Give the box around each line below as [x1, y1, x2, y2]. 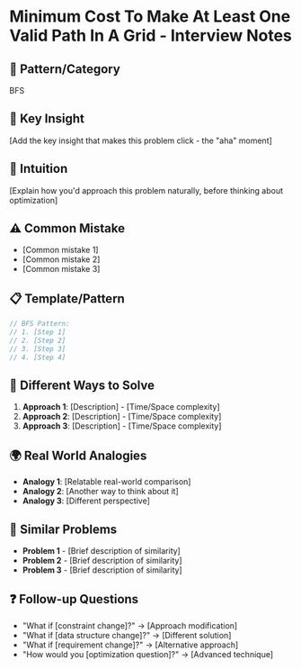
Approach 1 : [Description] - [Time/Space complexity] [22, 402, 220, 412]
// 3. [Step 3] [9, 344, 66, 353]
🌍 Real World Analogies [9, 448, 147, 463]
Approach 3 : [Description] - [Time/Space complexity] [22, 420, 222, 431]
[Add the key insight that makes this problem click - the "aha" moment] [9, 135, 272, 146]
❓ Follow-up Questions [9, 592, 139, 607]
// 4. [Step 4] [9, 353, 66, 362]
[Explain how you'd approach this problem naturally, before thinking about [9, 185, 284, 195]
